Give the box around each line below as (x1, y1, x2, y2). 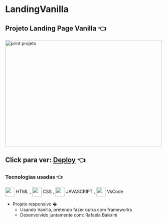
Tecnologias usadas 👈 (5, 173, 63, 180)
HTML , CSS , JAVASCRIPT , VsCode (16, 188, 124, 194)
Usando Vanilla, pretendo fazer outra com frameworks (20, 206, 132, 212)
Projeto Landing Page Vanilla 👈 (5, 24, 106, 32)
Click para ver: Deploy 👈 (5, 156, 86, 164)
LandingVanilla (5, 3, 69, 15)
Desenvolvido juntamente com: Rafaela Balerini (20, 211, 118, 218)
